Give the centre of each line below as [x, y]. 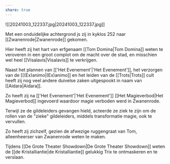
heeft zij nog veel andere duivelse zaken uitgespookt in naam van [74, 80]
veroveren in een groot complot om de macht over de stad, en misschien [81, 54]
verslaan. [15, 157]
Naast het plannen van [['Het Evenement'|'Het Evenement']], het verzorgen [84, 70]
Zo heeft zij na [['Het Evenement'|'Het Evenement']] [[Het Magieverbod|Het [84, 95]
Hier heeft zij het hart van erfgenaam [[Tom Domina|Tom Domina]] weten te [84, 49]
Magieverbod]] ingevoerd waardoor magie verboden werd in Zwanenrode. [83, 101]
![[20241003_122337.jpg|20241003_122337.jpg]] [55, 24]
